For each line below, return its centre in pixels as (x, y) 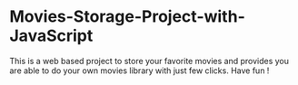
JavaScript (51, 36)
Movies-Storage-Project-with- (127, 17)
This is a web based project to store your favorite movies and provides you (149, 61)
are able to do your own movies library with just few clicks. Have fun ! (139, 71)
